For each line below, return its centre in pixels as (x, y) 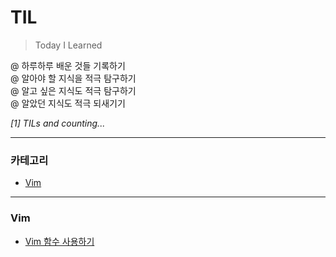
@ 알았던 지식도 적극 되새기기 (68, 103)
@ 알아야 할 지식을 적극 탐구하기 (73, 78)
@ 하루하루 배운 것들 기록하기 (68, 65)
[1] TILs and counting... (58, 123)
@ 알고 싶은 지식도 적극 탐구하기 (73, 90)
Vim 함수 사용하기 (59, 241)
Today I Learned (68, 45)
